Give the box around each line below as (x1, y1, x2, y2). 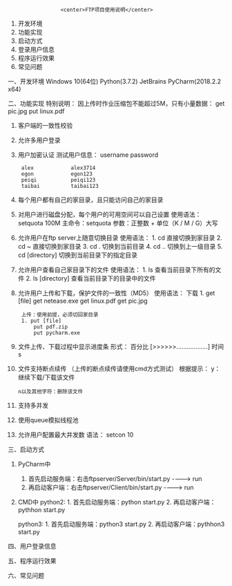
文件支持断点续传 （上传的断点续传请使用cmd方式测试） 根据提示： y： (17, 365, 221, 372)
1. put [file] (21, 317, 62, 324)
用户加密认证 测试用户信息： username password (17, 151, 159, 159)
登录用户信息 (17, 46, 55, 53)
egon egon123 (21, 171, 93, 178)
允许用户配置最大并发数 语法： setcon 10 (17, 431, 134, 439)
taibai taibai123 (21, 182, 99, 189)
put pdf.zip (33, 323, 68, 330)
